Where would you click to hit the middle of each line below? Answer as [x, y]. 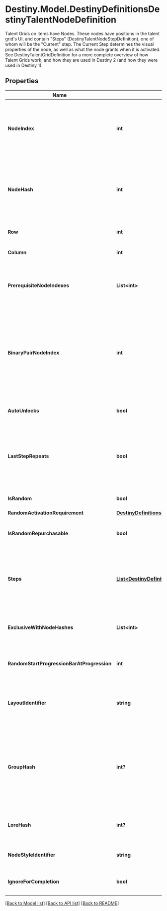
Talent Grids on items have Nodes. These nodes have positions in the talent [83, 33]
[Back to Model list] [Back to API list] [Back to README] [62, 903]
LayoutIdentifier [27, 703]
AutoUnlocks [23, 411]
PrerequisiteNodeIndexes [39, 285]
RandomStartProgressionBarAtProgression [60, 663]
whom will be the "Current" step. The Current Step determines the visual [80, 44]
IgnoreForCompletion [34, 882]
